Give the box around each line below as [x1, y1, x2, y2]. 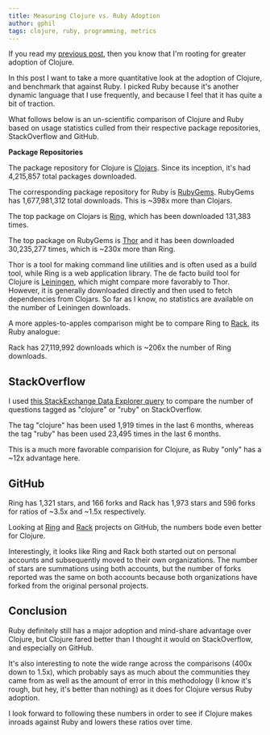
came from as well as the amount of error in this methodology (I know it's [8, 675, 251, 685]
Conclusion [8, 604, 68, 618]
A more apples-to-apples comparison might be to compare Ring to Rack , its [8, 318, 260, 328]
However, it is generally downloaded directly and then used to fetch [8, 286, 233, 296]
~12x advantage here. [8, 453, 81, 463]
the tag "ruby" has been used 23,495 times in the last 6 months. [8, 429, 222, 439]
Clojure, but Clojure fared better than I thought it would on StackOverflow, [8, 634, 253, 644]
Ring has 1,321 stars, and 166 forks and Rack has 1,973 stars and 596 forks [8, 498, 255, 507]
